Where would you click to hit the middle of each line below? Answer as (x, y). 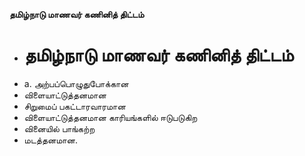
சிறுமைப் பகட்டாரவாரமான (74, 106)
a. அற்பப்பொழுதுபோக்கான (76, 83)
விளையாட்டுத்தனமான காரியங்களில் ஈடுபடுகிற (110, 117)
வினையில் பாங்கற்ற (59, 128)
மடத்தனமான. (51, 140)
